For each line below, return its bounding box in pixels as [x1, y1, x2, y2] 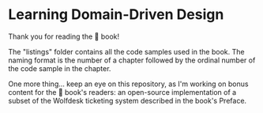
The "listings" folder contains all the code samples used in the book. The [8, 47, 245, 56]
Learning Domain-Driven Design [8, 6, 224, 24]
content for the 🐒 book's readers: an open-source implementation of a [8, 87, 237, 96]
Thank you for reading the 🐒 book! [8, 32, 120, 41]
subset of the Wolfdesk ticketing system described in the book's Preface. [8, 96, 247, 105]
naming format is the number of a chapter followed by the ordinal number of [8, 55, 256, 65]
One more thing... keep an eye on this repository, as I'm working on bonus [8, 79, 249, 89]
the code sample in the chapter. [8, 63, 111, 73]
